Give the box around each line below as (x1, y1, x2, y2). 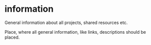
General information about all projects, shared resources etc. (4, 20, 128, 25)
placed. (4, 34, 20, 40)
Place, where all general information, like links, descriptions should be (4, 29, 146, 35)
